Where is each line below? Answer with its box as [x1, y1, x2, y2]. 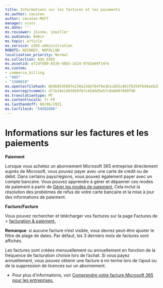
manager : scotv [5, 20, 36, 26]
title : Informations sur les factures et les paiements [5, 7, 120, 12]
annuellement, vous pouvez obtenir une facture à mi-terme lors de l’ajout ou [5, 257, 157, 263]
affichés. [5, 237, 23, 243]
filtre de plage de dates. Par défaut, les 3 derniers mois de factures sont [5, 233, 149, 238]
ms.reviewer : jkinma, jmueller [5, 30, 68, 34]
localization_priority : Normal [5, 52, 68, 57]
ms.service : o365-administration [5, 43, 73, 48]
